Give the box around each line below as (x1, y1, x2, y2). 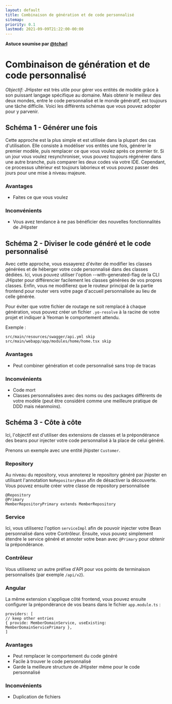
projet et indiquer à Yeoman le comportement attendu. (5, 314, 120, 321)
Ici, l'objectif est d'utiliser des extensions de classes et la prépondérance (5, 432, 160, 438)
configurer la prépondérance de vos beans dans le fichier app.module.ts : (5, 601, 161, 607)
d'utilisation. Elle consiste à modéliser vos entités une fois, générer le (5, 142, 151, 149)
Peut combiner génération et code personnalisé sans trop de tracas (12, 362, 156, 368)
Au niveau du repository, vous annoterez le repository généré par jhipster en (5, 471, 167, 478)
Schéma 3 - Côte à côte (5, 418, 82, 427)
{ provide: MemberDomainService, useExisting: (5, 620, 107, 625)
